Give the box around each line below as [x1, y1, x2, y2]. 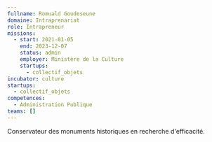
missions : [7, 29, 37, 37]
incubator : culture [7, 75, 65, 83]
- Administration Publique [13, 101, 93, 108]
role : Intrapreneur [7, 23, 65, 30]
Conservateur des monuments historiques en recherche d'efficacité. [7, 127, 205, 135]
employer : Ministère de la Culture [20, 56, 124, 63]
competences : [7, 95, 46, 102]
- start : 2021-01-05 [13, 36, 74, 43]
